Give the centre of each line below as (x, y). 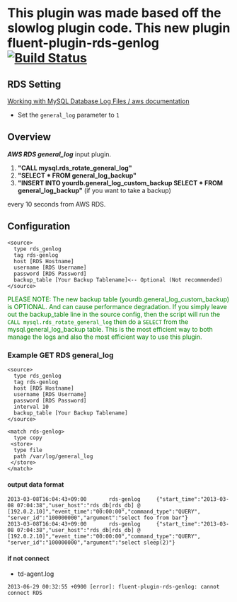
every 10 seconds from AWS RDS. (57, 204)
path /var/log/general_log (53, 456)
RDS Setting (34, 84)
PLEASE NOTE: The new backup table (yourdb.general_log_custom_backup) (118, 299)
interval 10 (31, 407)
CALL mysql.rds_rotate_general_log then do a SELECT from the (98, 322)
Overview (29, 137)
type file (28, 450)
